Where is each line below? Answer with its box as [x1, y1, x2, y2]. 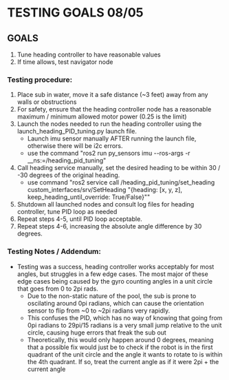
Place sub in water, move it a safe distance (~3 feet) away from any [17, 91, 208, 99]
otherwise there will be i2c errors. [27, 142, 123, 150]
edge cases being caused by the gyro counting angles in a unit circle [17, 277, 213, 285]
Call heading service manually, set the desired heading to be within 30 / [17, 164, 221, 172]
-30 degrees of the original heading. [17, 171, 120, 180]
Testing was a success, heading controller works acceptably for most [17, 262, 215, 271]
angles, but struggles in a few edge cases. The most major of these [17, 270, 208, 278]
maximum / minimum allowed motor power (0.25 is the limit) [17, 112, 187, 121]
